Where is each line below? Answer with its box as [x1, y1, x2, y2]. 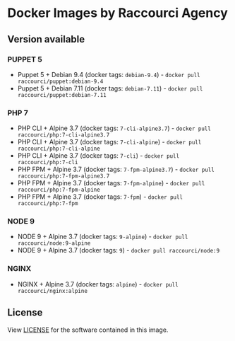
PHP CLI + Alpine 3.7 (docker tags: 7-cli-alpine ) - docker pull [17, 138, 202, 146]
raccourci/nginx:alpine [17, 287, 88, 294]
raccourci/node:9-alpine [17, 240, 91, 247]
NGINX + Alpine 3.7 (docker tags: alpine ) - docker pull [17, 279, 179, 288]
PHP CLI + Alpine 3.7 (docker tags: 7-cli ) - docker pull [17, 151, 180, 160]
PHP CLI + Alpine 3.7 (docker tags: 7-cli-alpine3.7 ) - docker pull [17, 124, 212, 132]
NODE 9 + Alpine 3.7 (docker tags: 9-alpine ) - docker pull [17, 232, 188, 241]
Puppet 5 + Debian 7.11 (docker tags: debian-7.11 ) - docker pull [17, 83, 203, 93]
